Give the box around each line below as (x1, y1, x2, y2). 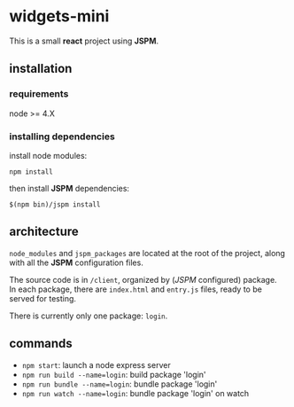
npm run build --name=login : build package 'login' (21, 369, 206, 380)
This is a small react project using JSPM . (9, 35, 159, 46)
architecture (9, 224, 80, 239)
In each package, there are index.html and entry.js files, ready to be (9, 284, 263, 294)
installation (9, 61, 73, 76)
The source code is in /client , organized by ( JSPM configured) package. (9, 274, 277, 285)
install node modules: (9, 150, 88, 160)
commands (9, 336, 73, 351)
